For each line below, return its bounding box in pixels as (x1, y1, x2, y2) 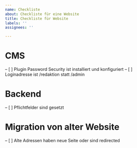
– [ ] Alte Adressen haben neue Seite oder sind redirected (5, 137, 120, 143)
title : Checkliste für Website (5, 16, 68, 21)
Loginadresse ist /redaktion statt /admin (5, 71, 85, 78)
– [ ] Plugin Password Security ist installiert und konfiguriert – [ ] (5, 66, 133, 72)
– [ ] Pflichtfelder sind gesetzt (5, 105, 64, 110)
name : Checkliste (5, 7, 40, 12)
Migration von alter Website (5, 122, 120, 132)
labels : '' (5, 20, 27, 26)
